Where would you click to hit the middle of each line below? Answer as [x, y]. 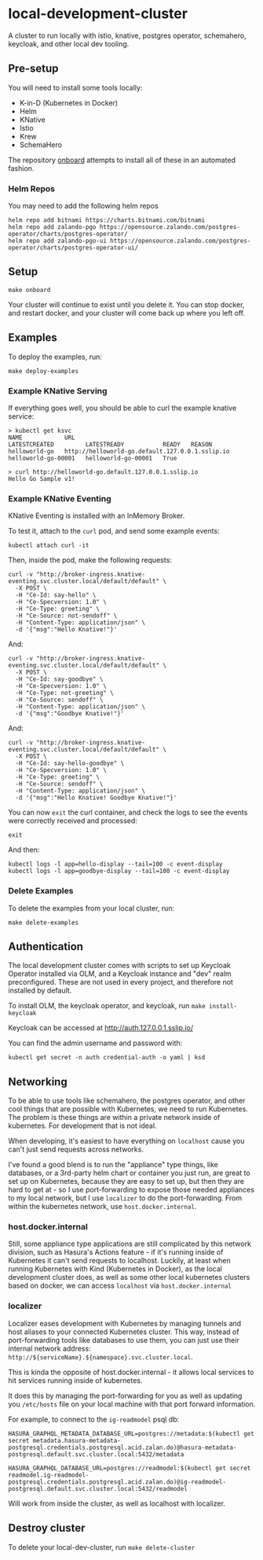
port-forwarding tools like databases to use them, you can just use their [124, 1340]
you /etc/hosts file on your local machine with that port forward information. [132, 1404]
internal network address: [50, 1348]
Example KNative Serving [58, 390]
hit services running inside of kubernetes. [75, 1380]
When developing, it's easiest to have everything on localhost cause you [126, 1141]
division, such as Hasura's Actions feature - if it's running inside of [116, 1252]
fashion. [21, 168]
